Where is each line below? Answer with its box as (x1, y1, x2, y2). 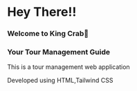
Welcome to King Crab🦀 (7, 29, 89, 39)
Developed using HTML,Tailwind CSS (7, 77, 113, 85)
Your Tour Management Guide (7, 48, 111, 57)
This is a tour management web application (7, 63, 130, 71)
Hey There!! (7, 4, 77, 20)
